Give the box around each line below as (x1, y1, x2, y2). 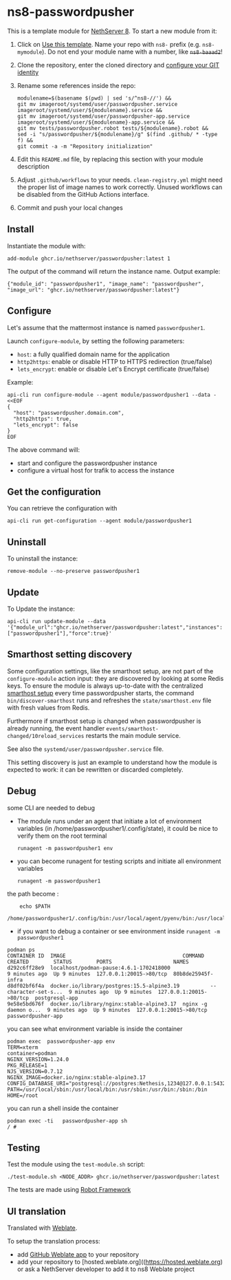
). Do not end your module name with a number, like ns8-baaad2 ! (42, 47, 223, 56)
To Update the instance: (7, 605, 76, 613)
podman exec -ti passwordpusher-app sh (7, 1117, 128, 1125)
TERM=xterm (7, 1043, 38, 1051)
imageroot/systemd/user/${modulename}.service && (16, 107, 163, 113)
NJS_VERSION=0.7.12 (7, 1067, 63, 1075)
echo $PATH (19, 902, 51, 910)
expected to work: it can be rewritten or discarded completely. (7, 765, 184, 774)
